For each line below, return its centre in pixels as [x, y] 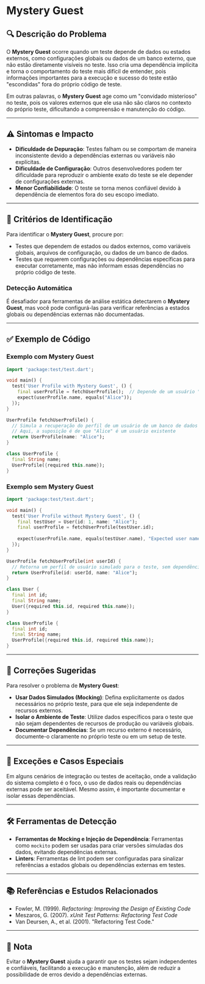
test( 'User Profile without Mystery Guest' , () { [76, 516]
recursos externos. [39, 710]
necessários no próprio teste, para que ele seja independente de [96, 704]
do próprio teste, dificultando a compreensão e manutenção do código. [96, 109]
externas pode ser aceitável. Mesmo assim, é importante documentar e [96, 789]
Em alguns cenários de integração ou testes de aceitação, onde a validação [102, 776]
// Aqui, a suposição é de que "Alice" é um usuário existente [94, 431]
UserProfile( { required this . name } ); [58, 465]
